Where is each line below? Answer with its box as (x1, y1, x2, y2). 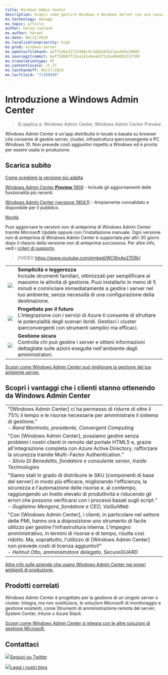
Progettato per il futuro (17, 305, 74, 312)
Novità (5, 214, 19, 220)
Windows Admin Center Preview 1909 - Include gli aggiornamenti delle (5, 184, 151, 190)
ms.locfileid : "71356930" (5, 72, 59, 77)
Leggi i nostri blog (10, 664, 47, 670)
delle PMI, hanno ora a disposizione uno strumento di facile (7, 517, 146, 524)
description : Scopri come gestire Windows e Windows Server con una (5, 12, 151, 17)
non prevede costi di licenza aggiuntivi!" (7, 542, 102, 549)
